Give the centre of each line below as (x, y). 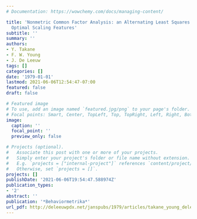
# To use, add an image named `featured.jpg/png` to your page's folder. (98, 109)
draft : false (22, 93)
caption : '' (26, 126)
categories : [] (25, 71)
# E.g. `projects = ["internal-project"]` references (76, 163)
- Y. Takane (21, 50)
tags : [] (17, 66)
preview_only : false (36, 137)
